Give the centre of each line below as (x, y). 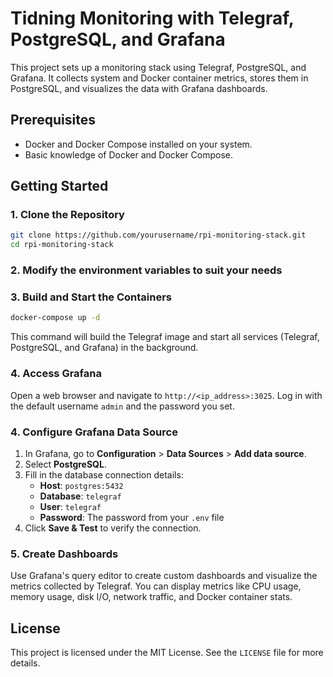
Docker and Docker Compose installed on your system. (138, 144)
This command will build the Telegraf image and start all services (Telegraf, (165, 337)
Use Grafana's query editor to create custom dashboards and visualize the (164, 576)
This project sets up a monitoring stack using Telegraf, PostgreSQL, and (158, 67)
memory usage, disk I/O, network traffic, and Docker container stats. (151, 597)
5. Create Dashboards (64, 554)
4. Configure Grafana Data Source (94, 432)
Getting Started (59, 186)
